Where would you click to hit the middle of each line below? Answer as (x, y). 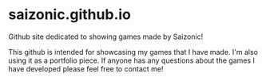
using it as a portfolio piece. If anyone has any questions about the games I (132, 60)
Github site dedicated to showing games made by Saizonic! (106, 37)
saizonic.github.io (70, 15)
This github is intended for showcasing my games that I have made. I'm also (133, 52)
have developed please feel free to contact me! (86, 68)
